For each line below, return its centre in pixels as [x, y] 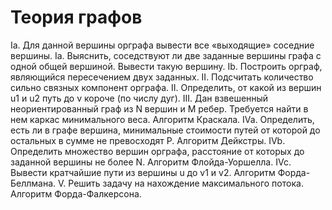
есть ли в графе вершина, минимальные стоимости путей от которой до [165, 130]
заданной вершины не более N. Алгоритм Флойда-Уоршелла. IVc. [151, 162]
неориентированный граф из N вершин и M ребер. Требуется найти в [159, 108]
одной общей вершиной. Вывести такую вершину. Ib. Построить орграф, [166, 66]
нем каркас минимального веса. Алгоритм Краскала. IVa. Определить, [162, 119]
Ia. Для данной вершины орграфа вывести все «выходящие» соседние [162, 45]
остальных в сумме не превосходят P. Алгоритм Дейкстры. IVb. [148, 140]
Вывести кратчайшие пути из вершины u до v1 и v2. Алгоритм [143, 172]
